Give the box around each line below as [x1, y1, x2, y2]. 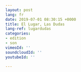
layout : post [5, 7, 33, 13]
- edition [5, 36, 26, 41]
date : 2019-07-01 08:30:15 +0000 [5, 17, 76, 22]
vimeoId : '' [5, 45, 31, 50]
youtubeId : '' [5, 54, 36, 60]
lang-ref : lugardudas [5, 26, 51, 31]
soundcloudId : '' [5, 50, 42, 55]
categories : [5, 31, 31, 36]
